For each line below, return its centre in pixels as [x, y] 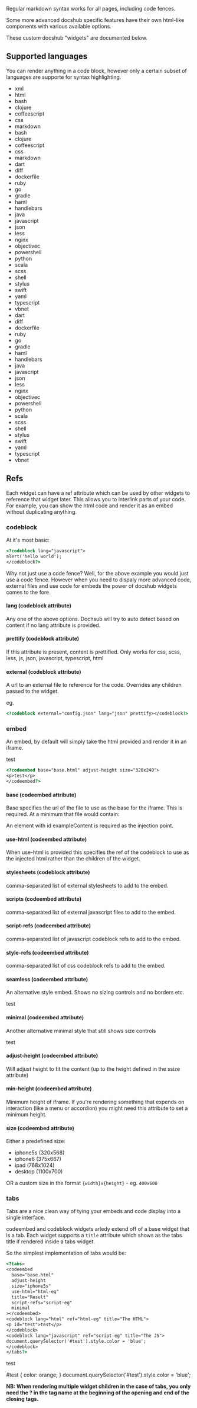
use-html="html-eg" [35, 1291]
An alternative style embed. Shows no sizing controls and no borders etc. [95, 993]
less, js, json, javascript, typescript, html [55, 658]
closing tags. [22, 1399]
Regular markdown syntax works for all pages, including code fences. [91, 9]
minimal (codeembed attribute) [45, 1017]
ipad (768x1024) [35, 1165]
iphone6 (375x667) [38, 1159]
